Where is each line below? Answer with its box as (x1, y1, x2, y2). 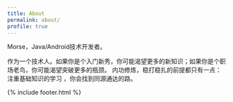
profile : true (7, 23, 49, 30)
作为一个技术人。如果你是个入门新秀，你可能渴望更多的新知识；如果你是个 (7, 57, 220, 65)
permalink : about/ (7, 17, 60, 23)
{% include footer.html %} (7, 88, 82, 96)
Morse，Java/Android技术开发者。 (7, 43, 106, 51)
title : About (7, 10, 45, 17)
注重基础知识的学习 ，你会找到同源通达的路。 (7, 74, 137, 83)
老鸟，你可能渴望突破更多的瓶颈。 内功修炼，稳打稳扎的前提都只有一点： (12, 66, 222, 74)
